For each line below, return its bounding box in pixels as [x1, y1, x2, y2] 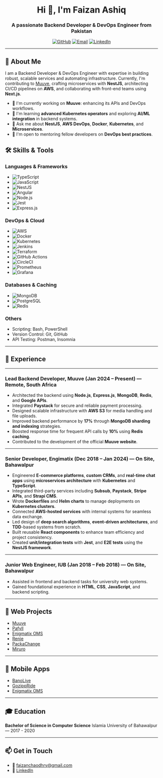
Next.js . [5, 91, 21, 97]
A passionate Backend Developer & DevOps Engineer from [11, 22, 152, 29]
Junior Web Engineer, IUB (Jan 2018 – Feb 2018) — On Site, [5, 561, 147, 568]
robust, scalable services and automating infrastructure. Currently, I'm [5, 75, 146, 82]
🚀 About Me [5, 57, 41, 66]
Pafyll [12, 626, 24, 631]
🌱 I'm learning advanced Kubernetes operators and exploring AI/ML [12, 111, 150, 117]
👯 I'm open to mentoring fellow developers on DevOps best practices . [12, 131, 153, 137]
